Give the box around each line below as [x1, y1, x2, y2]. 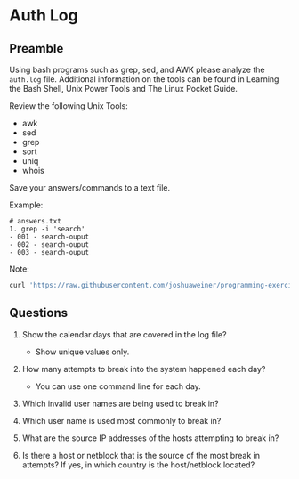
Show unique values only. [35, 346, 130, 357]
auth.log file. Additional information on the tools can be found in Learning [9, 74, 279, 85]
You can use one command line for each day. [35, 380, 202, 392]
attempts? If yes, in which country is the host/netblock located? [21, 459, 255, 470]
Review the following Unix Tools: [9, 101, 129, 111]
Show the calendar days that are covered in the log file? [21, 329, 227, 339]
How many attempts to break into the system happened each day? [21, 363, 266, 374]
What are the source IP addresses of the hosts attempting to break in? [21, 433, 279, 443]
